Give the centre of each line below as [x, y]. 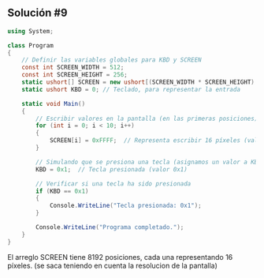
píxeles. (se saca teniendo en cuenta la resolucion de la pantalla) [113, 265]
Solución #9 [37, 13]
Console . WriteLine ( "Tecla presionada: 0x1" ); [125, 206]
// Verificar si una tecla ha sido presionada [113, 184]
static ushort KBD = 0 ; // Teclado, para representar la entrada [131, 89]
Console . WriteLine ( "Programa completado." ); [110, 227]
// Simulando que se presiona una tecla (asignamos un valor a [141, 162]
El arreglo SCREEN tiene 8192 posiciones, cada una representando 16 [120, 257]
